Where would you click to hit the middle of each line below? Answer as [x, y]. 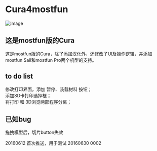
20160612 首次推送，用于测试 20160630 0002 [53, 143]
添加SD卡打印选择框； [28, 95]
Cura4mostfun [37, 9]
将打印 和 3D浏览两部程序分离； [38, 102]
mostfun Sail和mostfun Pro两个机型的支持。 [51, 60]
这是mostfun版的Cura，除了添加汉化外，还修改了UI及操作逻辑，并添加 [79, 54]
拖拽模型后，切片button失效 [34, 132]
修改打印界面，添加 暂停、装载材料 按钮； [49, 89]
